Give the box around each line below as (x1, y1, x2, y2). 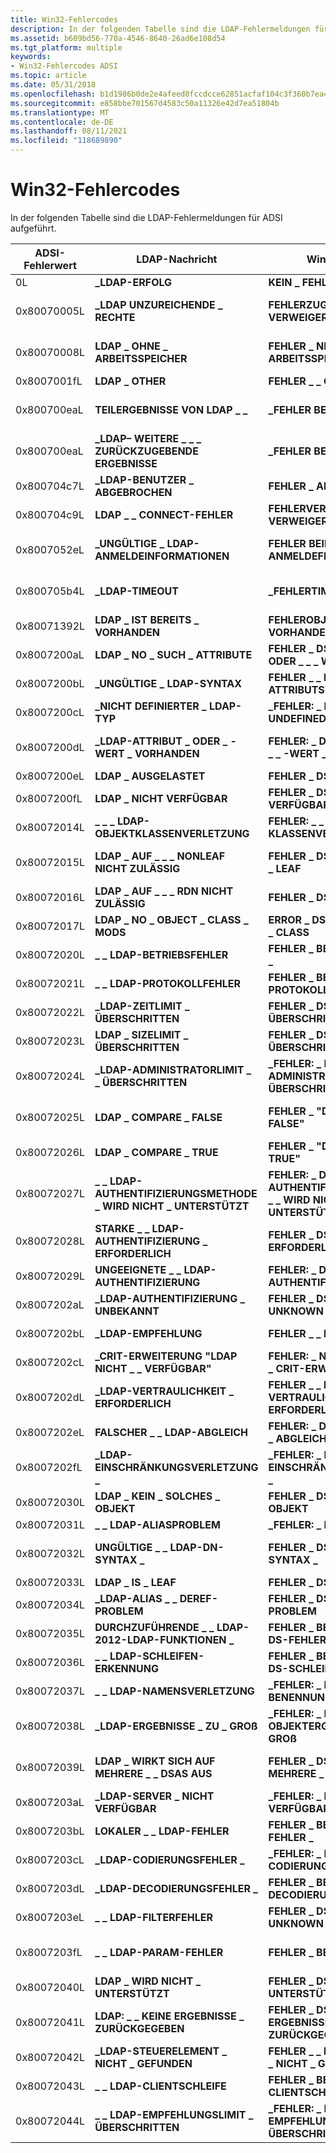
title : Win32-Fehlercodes (10, 14, 118, 25)
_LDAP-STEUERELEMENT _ (94, 2044, 228, 2058)
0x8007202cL (15, 1355, 85, 1369)
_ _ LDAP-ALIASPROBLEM (94, 1517, 221, 1531)
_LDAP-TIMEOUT (94, 584, 179, 598)
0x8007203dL (15, 1881, 85, 1895)
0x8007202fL (15, 1460, 83, 1474)
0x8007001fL (15, 374, 83, 388)
